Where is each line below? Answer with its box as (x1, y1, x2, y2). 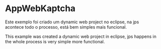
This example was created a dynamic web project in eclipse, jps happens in (5, 33, 157, 39)
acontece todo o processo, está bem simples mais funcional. (5, 24, 127, 30)
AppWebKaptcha (5, 3, 75, 14)
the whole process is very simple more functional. (5, 38, 105, 44)
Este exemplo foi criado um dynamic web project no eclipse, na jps (5, 19, 140, 25)
